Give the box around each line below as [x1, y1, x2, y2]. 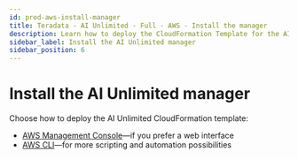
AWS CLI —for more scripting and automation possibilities [21, 140, 232, 150]
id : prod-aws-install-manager [9, 12, 122, 22]
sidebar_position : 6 [9, 46, 86, 55]
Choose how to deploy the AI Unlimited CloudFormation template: [9, 113, 249, 124]
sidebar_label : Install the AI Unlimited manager [9, 37, 197, 47]
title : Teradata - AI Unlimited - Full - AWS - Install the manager [9, 21, 268, 30]
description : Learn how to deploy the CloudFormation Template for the [9, 29, 279, 38]
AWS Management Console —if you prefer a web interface [21, 130, 235, 141]
